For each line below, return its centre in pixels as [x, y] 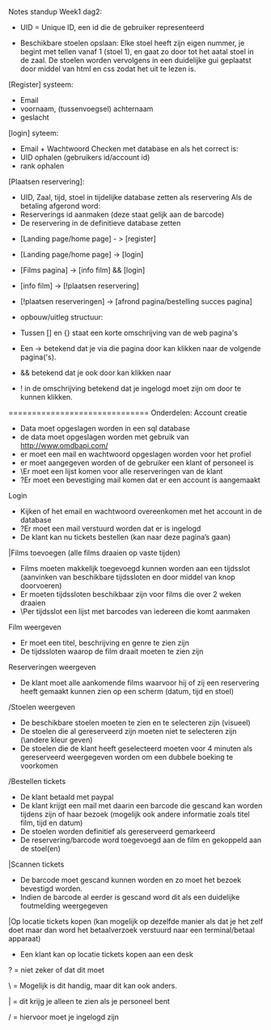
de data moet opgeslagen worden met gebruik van [104, 437]
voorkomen [39, 765]
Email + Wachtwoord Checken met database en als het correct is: [129, 148]
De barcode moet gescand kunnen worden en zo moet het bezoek [131, 880]
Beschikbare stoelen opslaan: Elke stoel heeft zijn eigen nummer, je [132, 43]
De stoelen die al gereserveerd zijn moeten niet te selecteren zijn [128, 731]
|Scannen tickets [36, 864]
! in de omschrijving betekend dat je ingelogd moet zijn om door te [130, 388]
